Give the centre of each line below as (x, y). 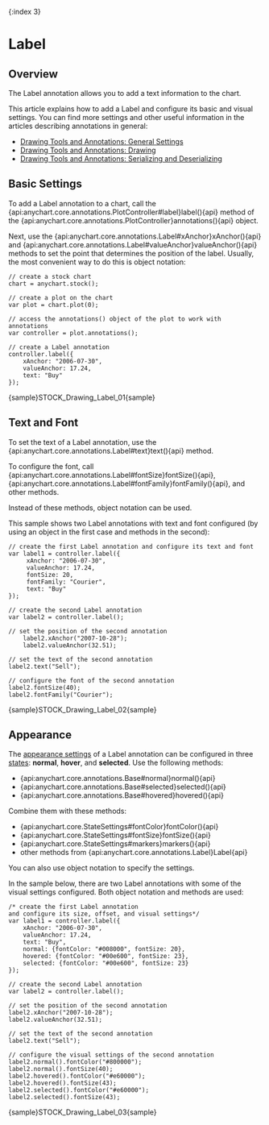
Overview (33, 74)
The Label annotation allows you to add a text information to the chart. (125, 93)
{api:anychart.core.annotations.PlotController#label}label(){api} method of (132, 212)
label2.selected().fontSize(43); (64, 1098)
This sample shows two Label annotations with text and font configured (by (133, 523)
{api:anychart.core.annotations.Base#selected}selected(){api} (123, 787)
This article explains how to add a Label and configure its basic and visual (131, 109)
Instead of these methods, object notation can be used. (100, 508)
